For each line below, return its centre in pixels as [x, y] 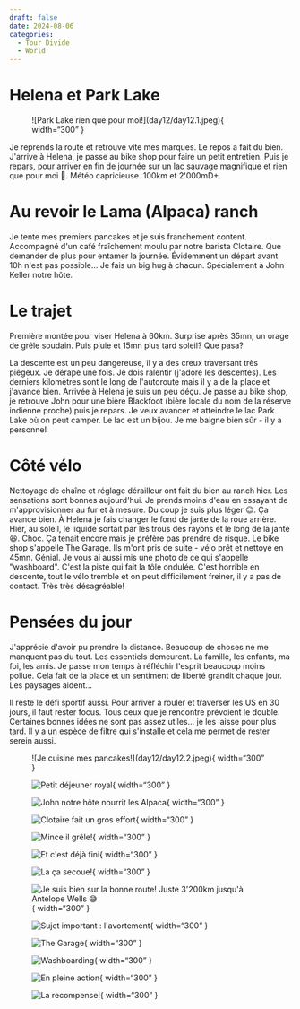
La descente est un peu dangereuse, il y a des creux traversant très [133, 362]
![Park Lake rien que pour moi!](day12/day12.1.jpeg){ [128, 120]
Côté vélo [46, 466]
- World [32, 51]
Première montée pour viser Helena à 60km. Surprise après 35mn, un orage [149, 335]
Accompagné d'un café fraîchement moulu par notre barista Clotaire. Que [146, 246]
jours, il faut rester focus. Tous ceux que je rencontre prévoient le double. [145, 712]
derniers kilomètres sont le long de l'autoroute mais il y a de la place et [140, 381]
